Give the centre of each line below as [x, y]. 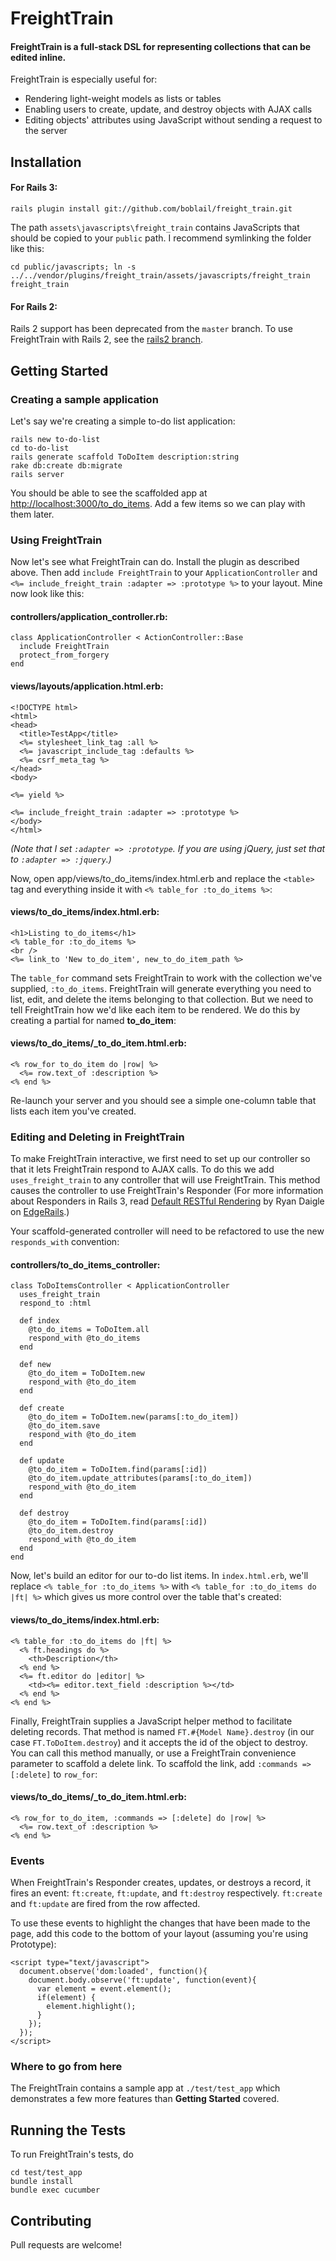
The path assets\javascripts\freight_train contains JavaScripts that [155, 227]
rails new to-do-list [55, 439]
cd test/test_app [46, 2173]
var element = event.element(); [104, 1989]
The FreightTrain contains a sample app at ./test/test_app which [145, 2088]
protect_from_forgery [64, 655]
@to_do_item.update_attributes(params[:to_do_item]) [140, 1478]
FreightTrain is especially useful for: [84, 79]
